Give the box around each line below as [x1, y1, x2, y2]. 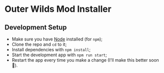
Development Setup [4, 23, 67, 32]
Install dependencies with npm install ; [11, 47, 91, 52]
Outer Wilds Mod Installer [4, 3, 112, 15]
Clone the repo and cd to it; [11, 41, 67, 47]
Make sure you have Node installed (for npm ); [11, 36, 103, 42]
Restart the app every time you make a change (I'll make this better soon [11, 57, 160, 63]
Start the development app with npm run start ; [11, 52, 107, 58]
